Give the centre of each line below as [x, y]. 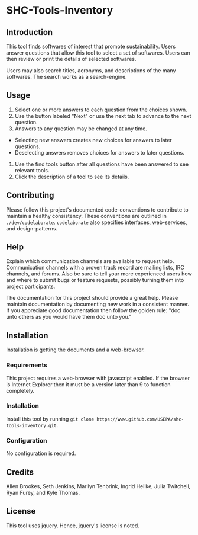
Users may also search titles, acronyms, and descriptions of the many [91, 71]
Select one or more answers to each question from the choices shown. [101, 110]
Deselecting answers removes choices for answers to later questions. [99, 152]
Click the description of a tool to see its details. [72, 177]
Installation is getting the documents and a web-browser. [75, 350]
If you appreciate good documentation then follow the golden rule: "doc [93, 310]
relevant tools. [32, 170]
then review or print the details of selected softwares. [71, 59]
